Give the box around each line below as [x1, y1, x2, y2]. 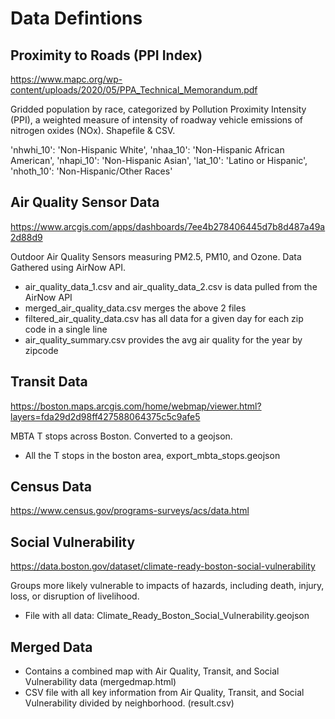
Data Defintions [10, 7, 143, 30]
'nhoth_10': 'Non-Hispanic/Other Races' [10, 165, 173, 177]
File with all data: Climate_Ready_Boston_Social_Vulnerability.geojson [24, 610, 310, 622]
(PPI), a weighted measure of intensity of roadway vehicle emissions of [10, 114, 303, 126]
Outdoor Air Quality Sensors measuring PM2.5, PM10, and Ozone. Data [10, 250, 302, 262]
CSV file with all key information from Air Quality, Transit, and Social [24, 687, 305, 699]
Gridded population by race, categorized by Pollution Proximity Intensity [10, 103, 307, 115]
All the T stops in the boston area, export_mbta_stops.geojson [24, 449, 281, 461]
